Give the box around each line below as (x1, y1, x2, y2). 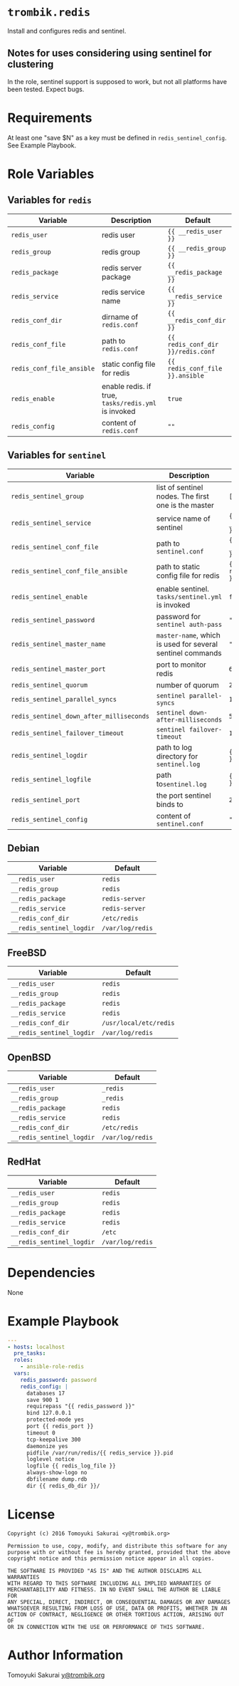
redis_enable (11, 395, 55, 402)
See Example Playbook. (7, 141, 77, 150)
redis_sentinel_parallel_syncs (11, 695, 117, 703)
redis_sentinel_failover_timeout (11, 729, 124, 737)
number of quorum (156, 680, 219, 690)
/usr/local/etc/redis (102, 1019, 175, 1027)
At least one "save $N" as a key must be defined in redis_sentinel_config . (7, 133, 227, 142)
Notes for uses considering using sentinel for (7, 47, 212, 59)
